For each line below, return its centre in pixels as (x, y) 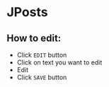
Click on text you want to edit (59, 62)
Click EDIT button (42, 55)
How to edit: (34, 38)
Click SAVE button (42, 77)
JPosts (27, 12)
